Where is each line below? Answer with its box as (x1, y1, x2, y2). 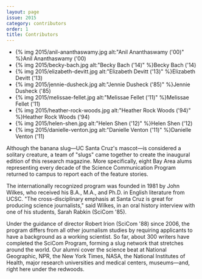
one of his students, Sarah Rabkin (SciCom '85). (6, 208, 127, 216)
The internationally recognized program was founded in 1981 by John (6, 183, 180, 190)
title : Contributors (6, 32, 59, 38)
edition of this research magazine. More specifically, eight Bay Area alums (6, 158, 192, 165)
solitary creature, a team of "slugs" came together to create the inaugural (6, 151, 190, 159)
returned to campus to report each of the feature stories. (6, 170, 149, 178)
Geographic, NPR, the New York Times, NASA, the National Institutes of (6, 253, 186, 260)
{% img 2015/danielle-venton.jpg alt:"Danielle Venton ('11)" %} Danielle (15, 126, 192, 134)
